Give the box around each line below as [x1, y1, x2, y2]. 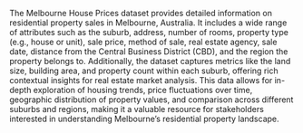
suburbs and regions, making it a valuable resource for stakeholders [9, 104, 265, 114]
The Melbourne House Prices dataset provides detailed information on [9, 8, 272, 18]
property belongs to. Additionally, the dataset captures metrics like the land [9, 56, 291, 66]
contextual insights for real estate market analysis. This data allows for [9, 75, 273, 85]
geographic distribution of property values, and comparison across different [9, 94, 294, 105]
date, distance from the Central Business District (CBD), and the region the [9, 46, 288, 57]
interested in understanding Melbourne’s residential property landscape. [9, 113, 279, 124]
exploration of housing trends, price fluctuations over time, [33, 85, 253, 95]
